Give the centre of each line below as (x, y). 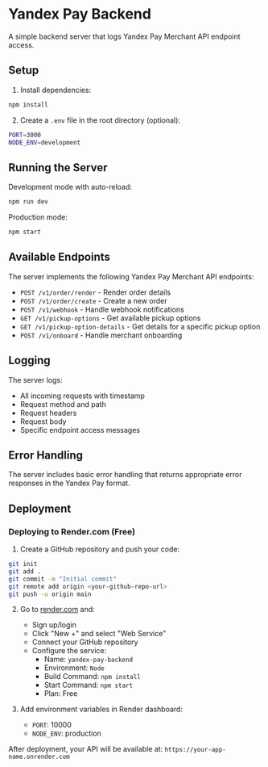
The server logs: (35, 379)
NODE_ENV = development (45, 142)
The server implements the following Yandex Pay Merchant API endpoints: (131, 276)
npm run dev (28, 202)
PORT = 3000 (25, 135)
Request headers (48, 413)
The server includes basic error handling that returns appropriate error (125, 475)
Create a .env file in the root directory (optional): (100, 120)
